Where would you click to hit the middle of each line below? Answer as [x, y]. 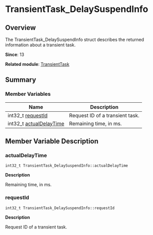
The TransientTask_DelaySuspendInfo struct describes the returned [75, 39]
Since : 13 [15, 54]
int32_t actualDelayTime [36, 123]
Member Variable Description [52, 141]
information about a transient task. [40, 45]
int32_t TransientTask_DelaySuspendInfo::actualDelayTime [67, 166]
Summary [21, 80]
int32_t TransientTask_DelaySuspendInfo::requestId [60, 208]
